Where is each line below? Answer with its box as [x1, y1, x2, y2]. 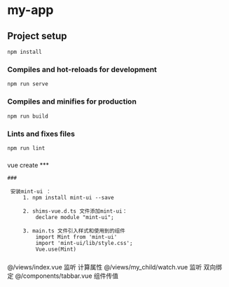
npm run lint [7, 144, 46, 152]
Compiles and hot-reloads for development [7, 64, 158, 74]
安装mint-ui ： [10, 188, 52, 195]
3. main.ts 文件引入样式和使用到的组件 [22, 227, 126, 234]
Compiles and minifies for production [7, 97, 137, 106]
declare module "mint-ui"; [35, 213, 114, 220]
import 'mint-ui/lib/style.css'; [35, 239, 133, 246]
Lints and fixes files [7, 129, 76, 139]
